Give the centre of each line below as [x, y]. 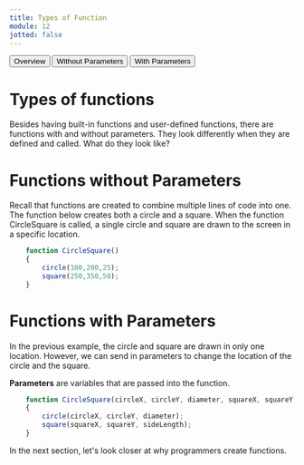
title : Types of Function [58, 18]
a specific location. [45, 234]
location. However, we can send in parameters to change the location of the [151, 355]
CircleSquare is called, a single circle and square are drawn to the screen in [150, 225]
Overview [30, 61]
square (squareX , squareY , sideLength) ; [117, 425]
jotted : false [36, 34]
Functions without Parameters [125, 180]
